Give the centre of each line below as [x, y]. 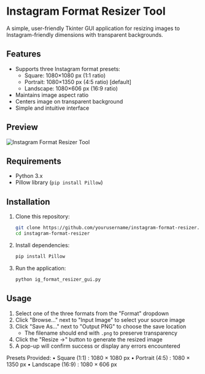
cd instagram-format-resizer [52, 234]
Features [24, 54]
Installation [28, 201]
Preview [22, 127]
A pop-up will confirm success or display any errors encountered [98, 346]
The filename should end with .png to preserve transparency [101, 333]
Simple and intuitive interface [52, 108]
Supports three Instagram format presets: [68, 69]
